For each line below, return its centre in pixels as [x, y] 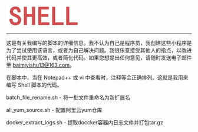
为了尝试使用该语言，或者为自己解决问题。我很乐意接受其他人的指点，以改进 [99, 50]
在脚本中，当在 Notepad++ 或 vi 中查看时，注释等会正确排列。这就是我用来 [97, 77]
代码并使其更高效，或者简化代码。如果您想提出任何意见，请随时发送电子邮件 [99, 57]
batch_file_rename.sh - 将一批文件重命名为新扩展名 [68, 97]
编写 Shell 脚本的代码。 [34, 85]
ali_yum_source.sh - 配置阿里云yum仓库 [54, 110]
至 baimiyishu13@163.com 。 [41, 65]
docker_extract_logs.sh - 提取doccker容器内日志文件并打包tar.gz [85, 122]
